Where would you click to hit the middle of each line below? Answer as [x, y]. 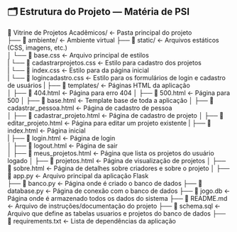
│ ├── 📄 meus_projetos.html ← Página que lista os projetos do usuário [111, 153]
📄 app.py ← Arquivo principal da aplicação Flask [78, 175]
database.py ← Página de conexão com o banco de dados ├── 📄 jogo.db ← [119, 191]
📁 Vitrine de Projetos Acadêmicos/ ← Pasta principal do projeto [100, 32]
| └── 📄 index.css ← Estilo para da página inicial [78, 70]
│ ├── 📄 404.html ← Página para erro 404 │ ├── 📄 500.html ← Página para [119, 93]
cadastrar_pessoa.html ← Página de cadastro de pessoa [90, 108]
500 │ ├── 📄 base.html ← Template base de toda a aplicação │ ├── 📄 [111, 100]
